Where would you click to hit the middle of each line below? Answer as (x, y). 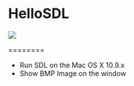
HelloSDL (39, 14)
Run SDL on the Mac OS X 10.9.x (72, 65)
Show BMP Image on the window (73, 73)
